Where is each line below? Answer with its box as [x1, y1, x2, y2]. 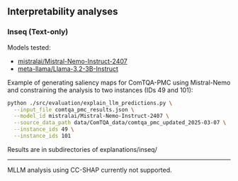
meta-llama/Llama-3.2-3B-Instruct [17, 64, 119, 73]
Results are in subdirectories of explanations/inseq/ [7, 145, 157, 153]
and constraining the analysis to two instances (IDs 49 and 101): [7, 85, 193, 94]
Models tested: [7, 43, 51, 52]
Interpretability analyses [7, 6, 118, 18]
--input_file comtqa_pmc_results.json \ [13, 106, 135, 113]
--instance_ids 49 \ [13, 126, 74, 133]
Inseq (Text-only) [7, 27, 69, 37]
